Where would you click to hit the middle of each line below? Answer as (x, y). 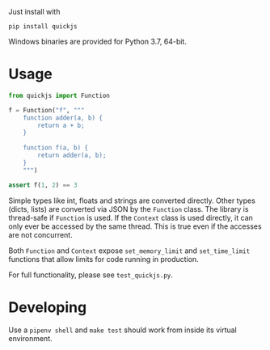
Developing (48, 307)
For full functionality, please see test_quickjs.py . (91, 275)
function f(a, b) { (56, 148)
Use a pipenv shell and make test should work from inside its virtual (122, 330)
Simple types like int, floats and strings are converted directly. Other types (132, 200)
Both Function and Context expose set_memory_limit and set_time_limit (129, 251)
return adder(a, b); (72, 156)
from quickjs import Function (59, 95)
